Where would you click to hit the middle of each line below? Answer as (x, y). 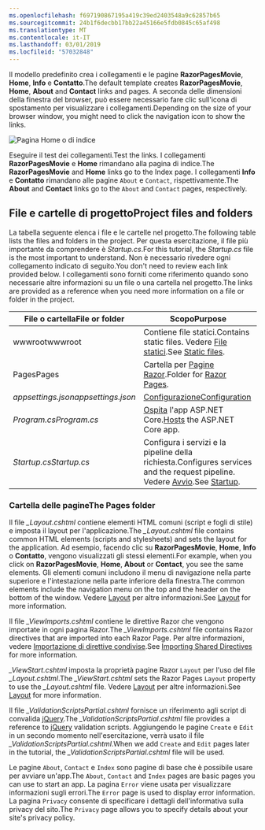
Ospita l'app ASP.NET (184, 409)
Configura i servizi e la (185, 442)
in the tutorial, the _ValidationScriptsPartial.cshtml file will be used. (117, 752)
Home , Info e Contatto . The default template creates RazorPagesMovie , (126, 83)
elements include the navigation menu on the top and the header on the (125, 589)
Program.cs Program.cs (56, 420)
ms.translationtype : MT (48, 30)
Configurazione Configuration (197, 397)
